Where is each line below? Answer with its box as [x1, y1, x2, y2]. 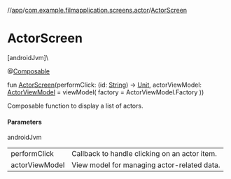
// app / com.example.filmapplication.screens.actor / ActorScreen [7, 6, 188, 14]
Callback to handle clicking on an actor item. [71, 149, 217, 159]
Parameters [7, 117, 42, 126]
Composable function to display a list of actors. [7, 101, 143, 110]
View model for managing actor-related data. [71, 160, 220, 170]
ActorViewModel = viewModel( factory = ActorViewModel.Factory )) [7, 87, 204, 96]
